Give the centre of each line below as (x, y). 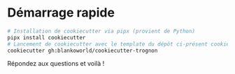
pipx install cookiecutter (47, 37)
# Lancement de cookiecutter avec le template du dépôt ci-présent (108, 44)
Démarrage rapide (61, 13)
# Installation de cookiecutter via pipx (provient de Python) (101, 31)
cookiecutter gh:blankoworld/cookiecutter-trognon (83, 50)
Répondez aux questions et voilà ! (56, 64)
